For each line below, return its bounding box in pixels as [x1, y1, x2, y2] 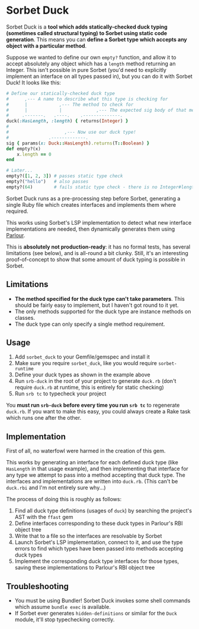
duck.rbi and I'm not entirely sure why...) [6, 484, 106, 491]
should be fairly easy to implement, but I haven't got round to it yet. [14, 301, 179, 309]
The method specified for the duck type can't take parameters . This [14, 295, 185, 302]
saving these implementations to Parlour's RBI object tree [14, 564, 155, 571]
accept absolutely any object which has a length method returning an [6, 60, 176, 67]
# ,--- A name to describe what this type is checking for [6, 96, 168, 102]
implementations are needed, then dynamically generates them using [6, 225, 175, 232]
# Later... [6, 168, 33, 174]
